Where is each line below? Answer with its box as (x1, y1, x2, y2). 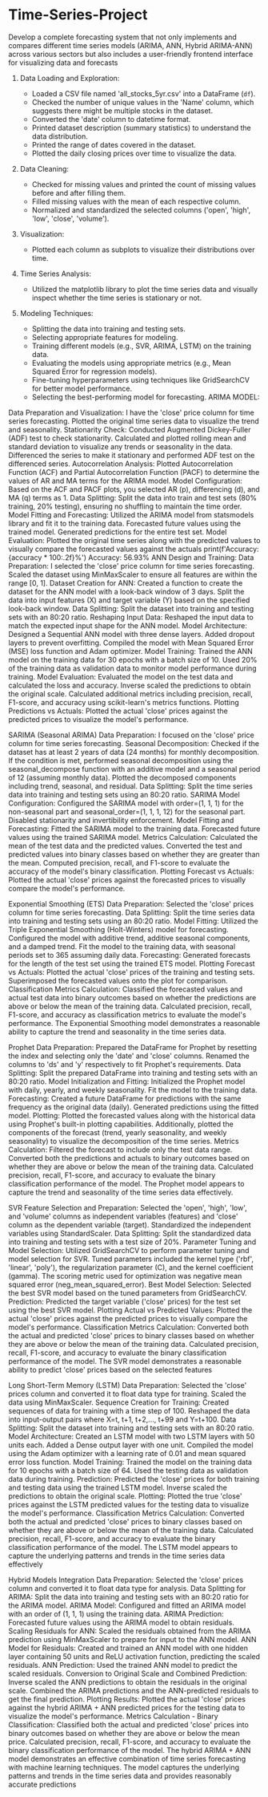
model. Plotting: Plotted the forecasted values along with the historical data (8, 1110, 256, 1120)
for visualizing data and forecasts (8, 58, 118, 67)
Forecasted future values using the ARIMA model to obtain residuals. (8, 1617, 234, 1627)
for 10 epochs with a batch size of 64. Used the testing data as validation (8, 1466, 249, 1475)
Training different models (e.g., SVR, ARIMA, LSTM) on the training (31, 341, 252, 351)
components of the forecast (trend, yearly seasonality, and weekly (8, 1127, 227, 1137)
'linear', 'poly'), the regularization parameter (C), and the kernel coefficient (8, 1262, 254, 1272)
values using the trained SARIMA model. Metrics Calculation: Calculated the (8, 832, 258, 842)
